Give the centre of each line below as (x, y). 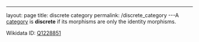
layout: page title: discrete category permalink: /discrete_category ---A (93, 15)
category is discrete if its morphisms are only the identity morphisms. (91, 22)
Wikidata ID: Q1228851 (33, 33)
